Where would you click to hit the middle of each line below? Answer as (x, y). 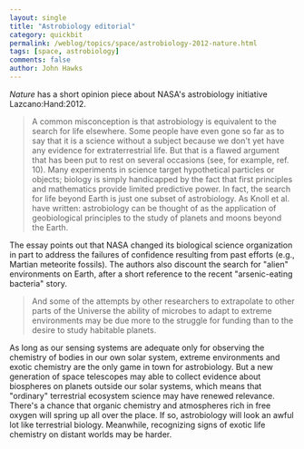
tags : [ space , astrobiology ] (64, 52)
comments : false (40, 60)
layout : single (38, 18)
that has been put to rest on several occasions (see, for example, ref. (160, 160)
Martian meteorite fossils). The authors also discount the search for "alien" (149, 264)
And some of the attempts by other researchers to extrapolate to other (163, 301)
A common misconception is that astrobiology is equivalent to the (154, 121)
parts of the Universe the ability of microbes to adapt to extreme (152, 310)
